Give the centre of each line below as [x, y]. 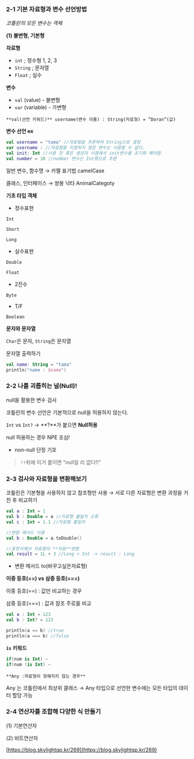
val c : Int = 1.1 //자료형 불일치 [46, 522]
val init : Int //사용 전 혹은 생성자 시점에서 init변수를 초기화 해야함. [85, 154]
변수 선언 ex [20, 131]
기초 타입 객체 [21, 195]
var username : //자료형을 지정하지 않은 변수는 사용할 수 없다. [75, 148]
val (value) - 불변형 [37, 100]
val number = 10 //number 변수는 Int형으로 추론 [61, 159]
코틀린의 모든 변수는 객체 [34, 23]
